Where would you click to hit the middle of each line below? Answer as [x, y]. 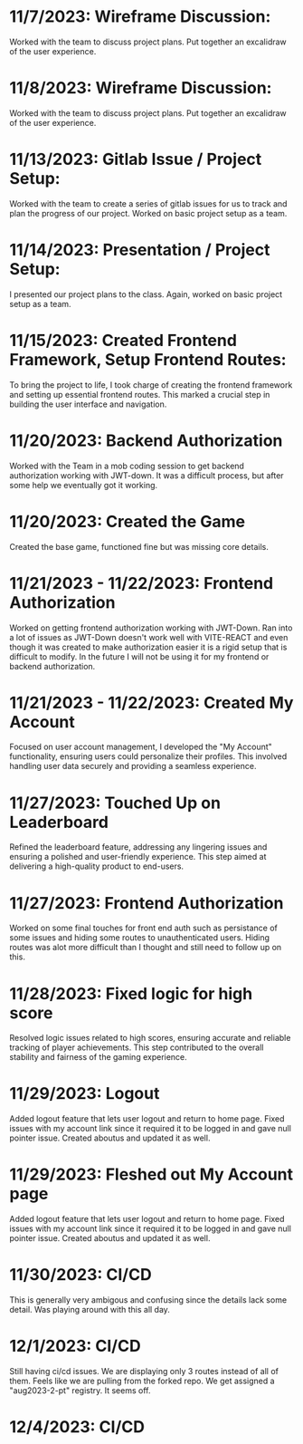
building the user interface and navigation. [88, 404]
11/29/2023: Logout [85, 1094]
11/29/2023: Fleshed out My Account [151, 1174]
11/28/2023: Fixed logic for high [131, 993]
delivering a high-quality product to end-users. [96, 866]
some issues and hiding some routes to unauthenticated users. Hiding [139, 938]
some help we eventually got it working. [84, 485]
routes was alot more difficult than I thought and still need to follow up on [146, 948]
